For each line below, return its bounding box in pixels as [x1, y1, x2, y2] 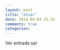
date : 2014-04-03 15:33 [5, 17, 55, 22]
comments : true [5, 21, 37, 27]
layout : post [5, 7, 33, 13]
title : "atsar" [5, 12, 37, 17]
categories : [5, 26, 30, 31]
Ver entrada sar [5, 40, 38, 46]
